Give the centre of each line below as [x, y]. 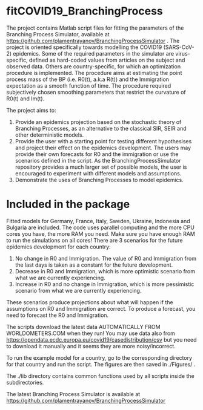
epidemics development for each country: [58, 247]
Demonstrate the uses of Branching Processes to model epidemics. [99, 180]
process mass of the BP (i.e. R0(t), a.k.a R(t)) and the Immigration [88, 79]
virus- [183, 53]
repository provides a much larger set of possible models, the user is [101, 167]
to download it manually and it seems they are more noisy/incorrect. [91, 346]
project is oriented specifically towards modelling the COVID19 [84, 47]
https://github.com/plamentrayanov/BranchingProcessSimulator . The [93, 41]
